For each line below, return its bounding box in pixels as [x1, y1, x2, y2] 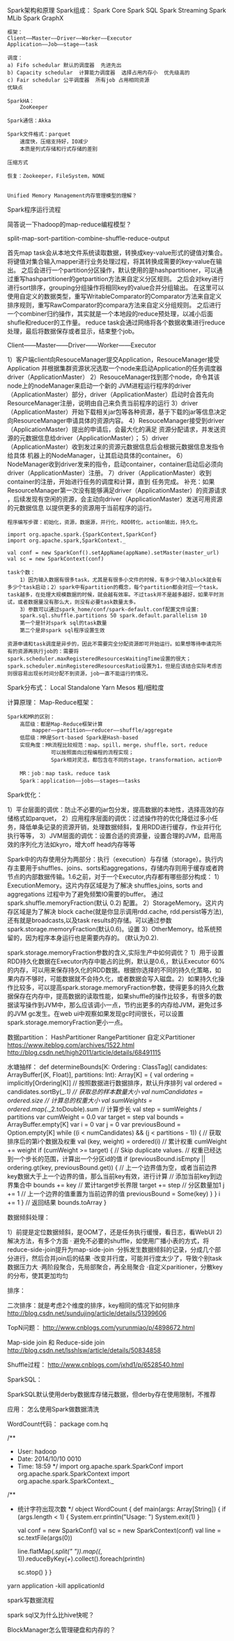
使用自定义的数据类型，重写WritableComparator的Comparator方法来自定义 [7, 292, 222, 300]
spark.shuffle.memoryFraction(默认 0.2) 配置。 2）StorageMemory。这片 [7, 899, 218, 907]
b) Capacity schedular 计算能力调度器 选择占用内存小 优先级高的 [7, 69, 190, 76]
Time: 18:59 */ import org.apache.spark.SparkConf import [17, 1462, 184, 1470]
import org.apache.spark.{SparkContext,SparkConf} [7, 531, 157, 538]
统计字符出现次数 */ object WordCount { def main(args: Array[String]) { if [17, 1505, 226, 1513]
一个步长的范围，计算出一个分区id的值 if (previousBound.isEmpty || [13, 1155, 206, 1163]
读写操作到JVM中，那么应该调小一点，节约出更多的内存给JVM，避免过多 [13, 1001, 223, 1009]
